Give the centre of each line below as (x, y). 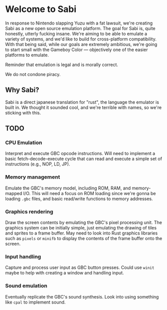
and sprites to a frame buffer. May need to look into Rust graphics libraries (82, 233)
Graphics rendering (29, 211)
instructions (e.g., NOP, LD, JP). (38, 164)
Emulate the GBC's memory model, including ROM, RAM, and (68, 188)
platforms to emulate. (27, 55)
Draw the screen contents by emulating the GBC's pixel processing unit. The (83, 222)
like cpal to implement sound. (35, 302)
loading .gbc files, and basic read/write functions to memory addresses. (79, 198)
